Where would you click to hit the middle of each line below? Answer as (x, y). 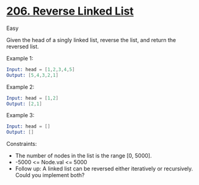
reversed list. (23, 46)
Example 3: (20, 115)
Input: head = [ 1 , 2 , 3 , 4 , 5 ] (41, 69)
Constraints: (22, 144)
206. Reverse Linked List (70, 11)
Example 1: (20, 58)
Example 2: (20, 87)
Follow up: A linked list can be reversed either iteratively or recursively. (104, 169)
